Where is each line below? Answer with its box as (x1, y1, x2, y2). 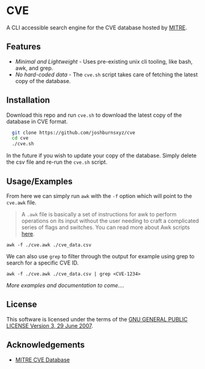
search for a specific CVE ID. (6, 259, 79, 266)
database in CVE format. (6, 117, 69, 125)
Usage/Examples (6, 176, 73, 186)
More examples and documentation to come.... (6, 282, 124, 289)
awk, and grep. (15, 64, 53, 71)
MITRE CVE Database (15, 356, 70, 364)
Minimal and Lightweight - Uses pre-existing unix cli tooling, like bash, (15, 57, 193, 65)
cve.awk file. (6, 199, 37, 206)
